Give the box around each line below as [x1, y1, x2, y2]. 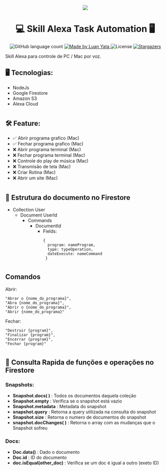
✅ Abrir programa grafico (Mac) [12, 135, 80, 141]
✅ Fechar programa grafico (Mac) [12, 141, 84, 147]
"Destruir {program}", [5, 328, 53, 333]
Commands [27, 217, 52, 223]
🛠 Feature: [5, 119, 41, 128]
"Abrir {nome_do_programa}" [5, 309, 65, 314]
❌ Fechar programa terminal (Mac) [12, 152, 85, 158]
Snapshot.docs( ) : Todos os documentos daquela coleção [12, 393, 137, 399]
